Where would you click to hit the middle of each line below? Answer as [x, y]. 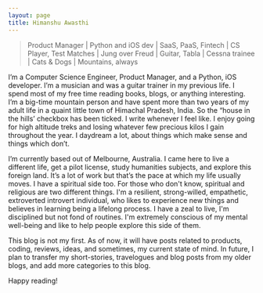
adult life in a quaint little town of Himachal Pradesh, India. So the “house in [129, 110]
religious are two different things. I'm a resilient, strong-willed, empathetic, [128, 192]
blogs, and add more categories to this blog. [79, 265]
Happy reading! [33, 280]
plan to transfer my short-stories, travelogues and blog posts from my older [130, 257]
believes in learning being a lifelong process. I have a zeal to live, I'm [119, 208]
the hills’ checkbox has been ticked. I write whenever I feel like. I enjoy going [131, 118]
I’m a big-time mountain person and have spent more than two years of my [128, 102]
